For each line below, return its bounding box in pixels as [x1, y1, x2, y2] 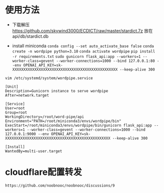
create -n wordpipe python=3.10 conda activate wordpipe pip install [12, 49, 155, 54]
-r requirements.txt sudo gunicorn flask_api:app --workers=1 [12, 54, 141, 59]
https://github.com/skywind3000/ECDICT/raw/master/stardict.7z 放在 [12, 28, 153, 33]
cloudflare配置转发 [5, 166, 82, 178]
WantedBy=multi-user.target [5, 148, 63, 154]
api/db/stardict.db [12, 33, 49, 39]
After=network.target [5, 93, 49, 98]
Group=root [5, 110, 27, 115]
